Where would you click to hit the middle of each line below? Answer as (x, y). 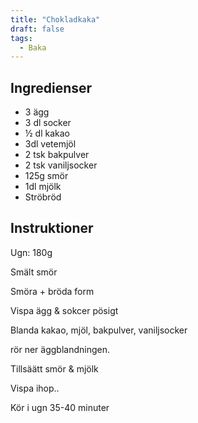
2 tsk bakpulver (57, 155)
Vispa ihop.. (35, 388)
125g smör (46, 176)
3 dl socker (48, 123)
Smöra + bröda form (52, 291)
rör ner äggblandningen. (60, 349)
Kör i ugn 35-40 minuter (60, 407)
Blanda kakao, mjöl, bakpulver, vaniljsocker (99, 330)
